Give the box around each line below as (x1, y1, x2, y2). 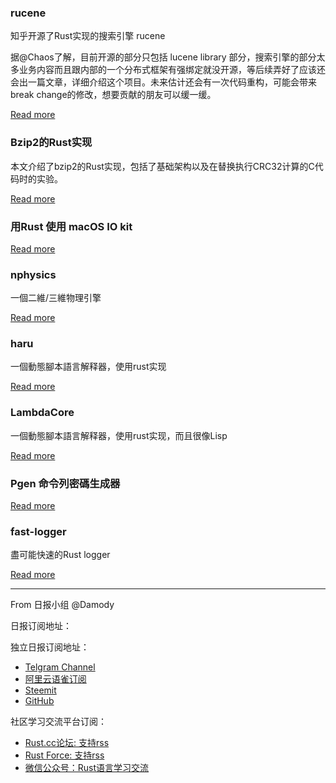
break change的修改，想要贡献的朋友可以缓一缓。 (10, 89, 217, 101)
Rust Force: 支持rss (24, 749, 105, 761)
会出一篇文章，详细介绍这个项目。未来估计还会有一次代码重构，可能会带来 (10, 76, 317, 88)
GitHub (24, 695, 55, 707)
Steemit (24, 684, 57, 696)
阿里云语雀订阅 (24, 673, 87, 685)
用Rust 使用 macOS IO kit (10, 219, 133, 233)
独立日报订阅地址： (10, 641, 90, 653)
